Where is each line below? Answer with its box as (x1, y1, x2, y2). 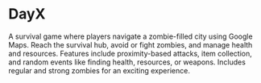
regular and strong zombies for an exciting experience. (8, 65, 191, 75)
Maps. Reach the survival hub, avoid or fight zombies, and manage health (8, 39, 253, 49)
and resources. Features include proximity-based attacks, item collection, (8, 48, 252, 58)
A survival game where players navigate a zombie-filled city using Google (8, 31, 253, 41)
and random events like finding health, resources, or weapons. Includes (8, 57, 246, 67)
